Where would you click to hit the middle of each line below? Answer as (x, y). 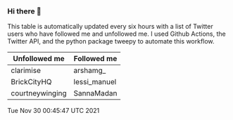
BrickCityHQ (31, 82)
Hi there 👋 (25, 11)
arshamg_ (90, 71)
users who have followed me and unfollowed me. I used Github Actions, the (117, 34)
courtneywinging (39, 93)
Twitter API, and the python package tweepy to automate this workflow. (111, 41)
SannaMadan (95, 93)
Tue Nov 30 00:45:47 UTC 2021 (53, 111)
